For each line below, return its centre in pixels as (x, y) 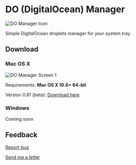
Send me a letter (23, 157)
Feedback (21, 135)
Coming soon (19, 119)
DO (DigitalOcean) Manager (65, 9)
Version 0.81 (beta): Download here (42, 95)
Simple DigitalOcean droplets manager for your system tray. (68, 33)
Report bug (17, 147)
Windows (17, 108)
